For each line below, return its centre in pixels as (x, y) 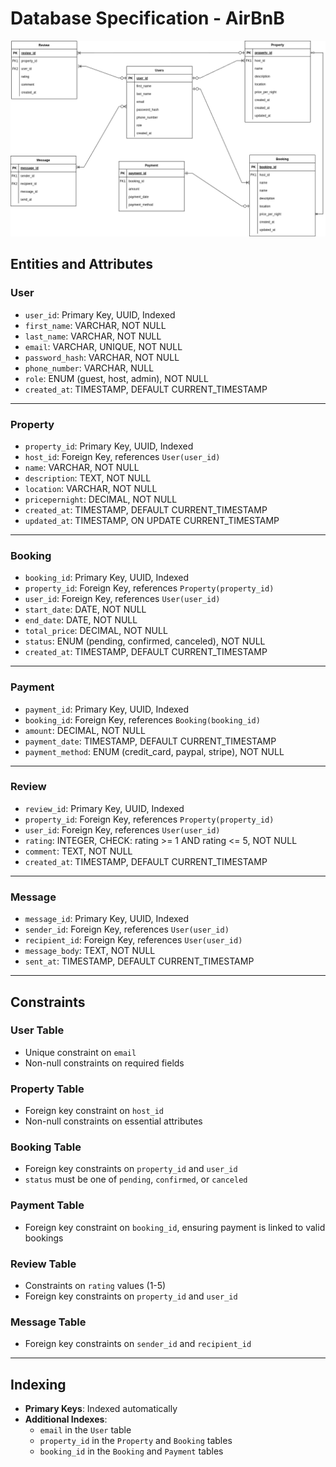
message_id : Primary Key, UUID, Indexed (107, 919)
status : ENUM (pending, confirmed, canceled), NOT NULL (145, 641)
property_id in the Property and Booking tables (136, 1441)
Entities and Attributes (81, 264)
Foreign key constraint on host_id (94, 1111)
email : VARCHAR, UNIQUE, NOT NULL (103, 346)
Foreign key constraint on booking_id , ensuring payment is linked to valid (175, 1227)
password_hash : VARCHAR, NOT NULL (102, 357)
